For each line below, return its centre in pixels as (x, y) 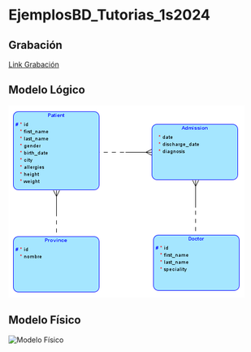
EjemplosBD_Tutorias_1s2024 (110, 15)
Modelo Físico (45, 320)
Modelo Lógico (47, 90)
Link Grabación (34, 64)
